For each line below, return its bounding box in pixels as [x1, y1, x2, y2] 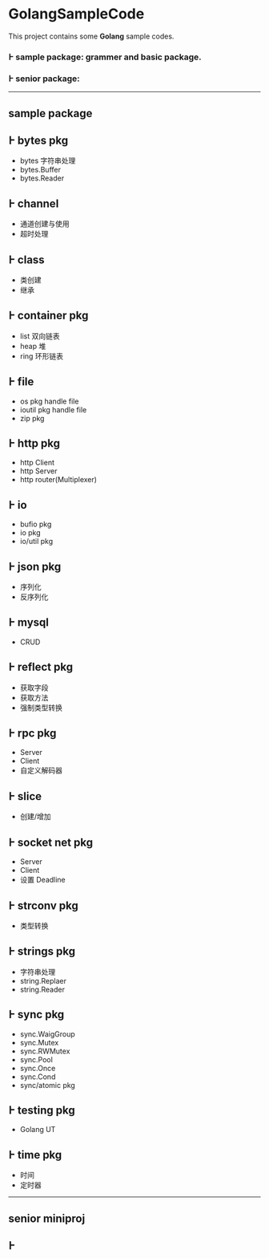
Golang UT [19, 1125, 56, 1134]
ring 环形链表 [19, 351, 64, 361]
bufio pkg [19, 519, 52, 530]
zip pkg [19, 413, 45, 423]
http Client [19, 458, 54, 468]
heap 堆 [19, 341, 46, 351]
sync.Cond [19, 1072, 56, 1081]
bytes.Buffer [19, 165, 62, 175]
